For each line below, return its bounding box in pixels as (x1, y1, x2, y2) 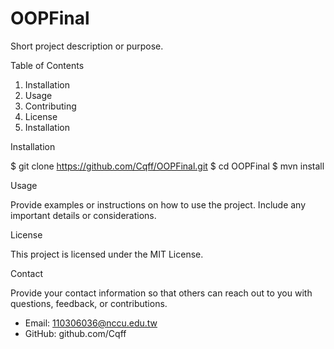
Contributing (24, 100, 77, 112)
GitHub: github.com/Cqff (24, 327, 127, 339)
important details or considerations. (10, 209, 157, 221)
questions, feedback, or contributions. (10, 297, 168, 309)
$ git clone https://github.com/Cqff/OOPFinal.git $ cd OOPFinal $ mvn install (10, 160, 325, 172)
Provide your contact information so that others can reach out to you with (10, 287, 313, 299)
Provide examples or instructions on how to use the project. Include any (10, 198, 307, 211)
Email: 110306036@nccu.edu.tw (24, 317, 158, 329)
